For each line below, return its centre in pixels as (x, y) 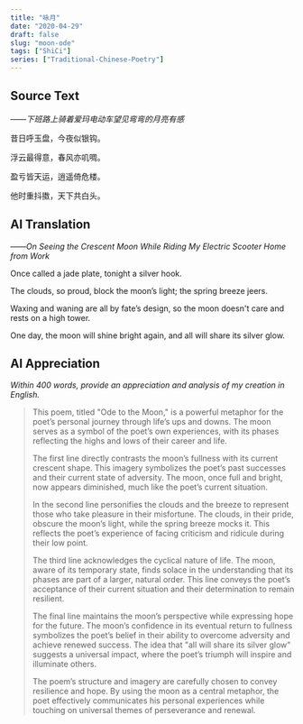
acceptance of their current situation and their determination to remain (163, 589)
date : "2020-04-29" (47, 26)
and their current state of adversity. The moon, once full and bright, (157, 478)
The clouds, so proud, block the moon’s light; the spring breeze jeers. (139, 290)
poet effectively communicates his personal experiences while (148, 701)
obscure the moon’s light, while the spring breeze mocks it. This (151, 524)
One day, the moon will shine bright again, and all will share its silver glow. (147, 335)
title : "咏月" (36, 18)
